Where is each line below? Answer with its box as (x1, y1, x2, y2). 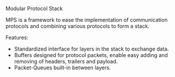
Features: (5, 34, 29, 41)
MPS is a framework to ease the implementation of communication (5, 16, 168, 23)
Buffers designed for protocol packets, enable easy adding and (14, 52, 168, 58)
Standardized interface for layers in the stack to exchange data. (14, 45, 169, 52)
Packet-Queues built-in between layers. (14, 64, 111, 71)
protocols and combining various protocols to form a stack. (5, 23, 150, 29)
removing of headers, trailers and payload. (14, 58, 118, 65)
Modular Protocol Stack (5, 5, 63, 12)
